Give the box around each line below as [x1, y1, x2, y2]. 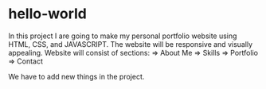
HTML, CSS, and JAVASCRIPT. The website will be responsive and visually [8, 39, 253, 48]
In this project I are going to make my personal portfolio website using [8, 31, 237, 41]
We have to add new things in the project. [8, 72, 145, 81]
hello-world [8, 5, 88, 23]
